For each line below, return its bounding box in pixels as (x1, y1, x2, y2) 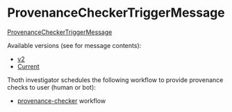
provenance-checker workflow (17, 96, 106, 105)
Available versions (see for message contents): (7, 41, 142, 49)
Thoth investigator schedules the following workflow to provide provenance (7, 75, 224, 84)
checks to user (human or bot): (7, 83, 96, 91)
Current (17, 62, 40, 70)
